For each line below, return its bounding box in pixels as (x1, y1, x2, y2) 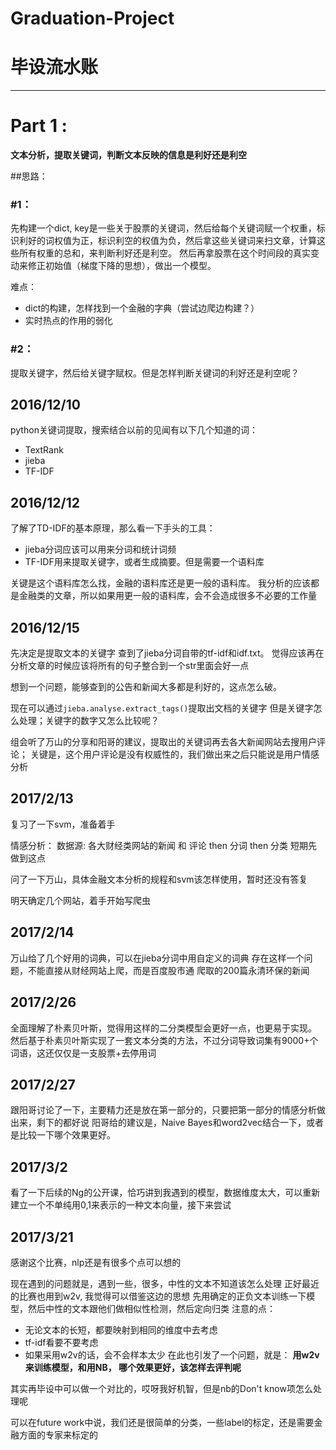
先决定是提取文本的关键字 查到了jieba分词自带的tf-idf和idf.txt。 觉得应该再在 (10, 647, 325, 659)
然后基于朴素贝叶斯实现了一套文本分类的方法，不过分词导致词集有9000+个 (10, 1034, 319, 1046)
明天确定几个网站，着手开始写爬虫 (10, 894, 151, 906)
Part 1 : (10, 115, 68, 137)
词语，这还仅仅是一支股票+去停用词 (10, 1047, 157, 1059)
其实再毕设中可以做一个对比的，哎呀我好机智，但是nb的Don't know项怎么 (10, 1382, 313, 1394)
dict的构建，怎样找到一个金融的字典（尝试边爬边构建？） (24, 302, 260, 314)
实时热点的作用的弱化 (24, 315, 113, 327)
